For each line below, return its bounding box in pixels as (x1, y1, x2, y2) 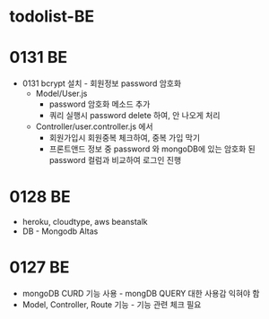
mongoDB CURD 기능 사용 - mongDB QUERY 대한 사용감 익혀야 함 (22, 289, 260, 298)
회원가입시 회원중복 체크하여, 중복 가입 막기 (48, 133, 200, 143)
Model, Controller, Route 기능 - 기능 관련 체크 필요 (22, 299, 202, 310)
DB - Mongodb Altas (22, 226, 99, 237)
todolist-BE (9, 6, 95, 27)
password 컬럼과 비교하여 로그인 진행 (48, 155, 182, 166)
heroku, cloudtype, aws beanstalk (22, 217, 148, 228)
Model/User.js (35, 88, 88, 99)
